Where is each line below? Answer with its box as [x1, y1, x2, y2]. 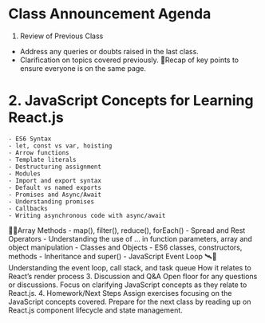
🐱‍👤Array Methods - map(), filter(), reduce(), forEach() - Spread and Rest [8, 225, 246, 235]
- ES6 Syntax [8, 135, 52, 143]
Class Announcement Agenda [8, 5, 212, 23]
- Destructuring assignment [8, 163, 102, 171]
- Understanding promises [8, 197, 94, 206]
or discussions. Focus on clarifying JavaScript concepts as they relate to [8, 280, 247, 290]
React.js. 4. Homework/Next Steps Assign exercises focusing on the [8, 288, 232, 297]
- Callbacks [8, 204, 48, 212]
